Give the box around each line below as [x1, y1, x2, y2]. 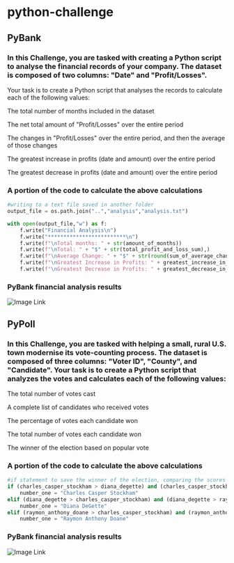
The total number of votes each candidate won [7, 429, 141, 438]
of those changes [7, 141, 58, 150]
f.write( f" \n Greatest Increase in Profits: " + [19, 259, 160, 267]
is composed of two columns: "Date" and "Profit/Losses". [7, 70, 208, 80]
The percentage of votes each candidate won [7, 416, 138, 425]
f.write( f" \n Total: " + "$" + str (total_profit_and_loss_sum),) [19, 246, 210, 253]
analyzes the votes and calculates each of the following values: [7, 374, 226, 383]
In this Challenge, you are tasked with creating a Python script [7, 53, 221, 63]
